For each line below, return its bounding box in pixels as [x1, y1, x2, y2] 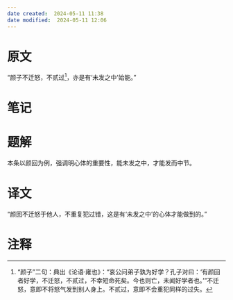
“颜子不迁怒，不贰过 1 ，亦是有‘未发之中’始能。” [7, 72, 137, 82]
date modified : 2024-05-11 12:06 [7, 17, 107, 24]
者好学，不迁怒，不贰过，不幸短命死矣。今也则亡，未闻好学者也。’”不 [17, 276, 214, 285]
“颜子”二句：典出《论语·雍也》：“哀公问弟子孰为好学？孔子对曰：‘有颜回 [17, 268, 221, 276]
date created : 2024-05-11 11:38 [7, 10, 104, 17]
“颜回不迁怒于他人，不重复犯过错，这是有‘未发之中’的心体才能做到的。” [7, 210, 207, 219]
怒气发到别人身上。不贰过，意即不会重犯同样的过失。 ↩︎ [53, 285, 213, 294]
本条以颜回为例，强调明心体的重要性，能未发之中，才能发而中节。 [7, 159, 196, 167]
